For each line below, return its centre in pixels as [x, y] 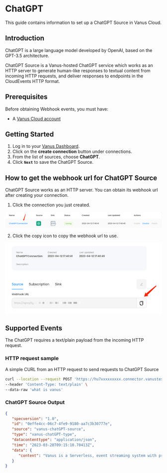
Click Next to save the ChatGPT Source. [53, 162]
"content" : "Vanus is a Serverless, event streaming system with [87, 456]
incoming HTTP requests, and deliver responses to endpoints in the [74, 76]
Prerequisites [26, 97]
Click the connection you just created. [51, 205]
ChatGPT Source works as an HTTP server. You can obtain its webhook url [82, 190]
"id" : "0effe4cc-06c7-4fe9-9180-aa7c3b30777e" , [62, 424]
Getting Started [30, 134]
